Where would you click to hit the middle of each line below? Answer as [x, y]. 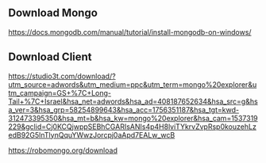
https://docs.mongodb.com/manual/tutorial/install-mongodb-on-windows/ [130, 32]
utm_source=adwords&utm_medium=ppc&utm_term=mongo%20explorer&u [133, 84]
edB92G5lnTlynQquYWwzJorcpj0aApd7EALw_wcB [92, 135]
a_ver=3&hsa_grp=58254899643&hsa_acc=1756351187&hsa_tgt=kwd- [124, 109]
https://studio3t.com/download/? [62, 76]
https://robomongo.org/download [63, 150]
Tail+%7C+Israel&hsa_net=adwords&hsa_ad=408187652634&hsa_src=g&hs [133, 101]
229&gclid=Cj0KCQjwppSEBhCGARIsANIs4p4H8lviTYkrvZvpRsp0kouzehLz [132, 127]
